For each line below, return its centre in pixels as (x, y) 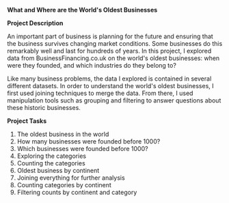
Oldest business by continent (58, 171)
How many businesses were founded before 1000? (89, 141)
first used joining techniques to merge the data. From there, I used (100, 93)
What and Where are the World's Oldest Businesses (82, 10)
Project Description (35, 23)
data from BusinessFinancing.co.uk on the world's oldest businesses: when (113, 58)
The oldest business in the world (63, 134)
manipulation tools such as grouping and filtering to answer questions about (114, 100)
